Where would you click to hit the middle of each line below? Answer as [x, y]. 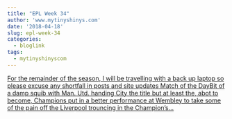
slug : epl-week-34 [34, 33]
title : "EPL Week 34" [39, 13]
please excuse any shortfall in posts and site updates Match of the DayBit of [116, 85]
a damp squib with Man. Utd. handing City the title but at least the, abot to [113, 93]
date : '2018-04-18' [35, 26]
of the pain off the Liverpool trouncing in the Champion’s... [91, 107]
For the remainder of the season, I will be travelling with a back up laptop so [116, 78]
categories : [24, 39]
